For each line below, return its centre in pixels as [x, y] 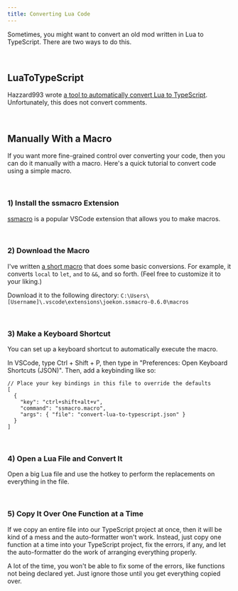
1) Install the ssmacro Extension [63, 203]
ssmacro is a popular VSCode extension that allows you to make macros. [114, 218]
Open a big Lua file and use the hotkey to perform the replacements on [111, 474]
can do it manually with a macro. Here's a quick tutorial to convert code [112, 164]
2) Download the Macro [49, 251]
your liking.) [25, 281]
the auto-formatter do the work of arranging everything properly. [102, 552]
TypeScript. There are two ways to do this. [70, 42]
